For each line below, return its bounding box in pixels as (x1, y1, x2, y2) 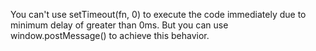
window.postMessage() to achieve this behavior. (10, 30, 210, 41)
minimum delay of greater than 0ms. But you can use (10, 19, 229, 31)
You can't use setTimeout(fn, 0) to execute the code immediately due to (10, 9, 307, 20)
